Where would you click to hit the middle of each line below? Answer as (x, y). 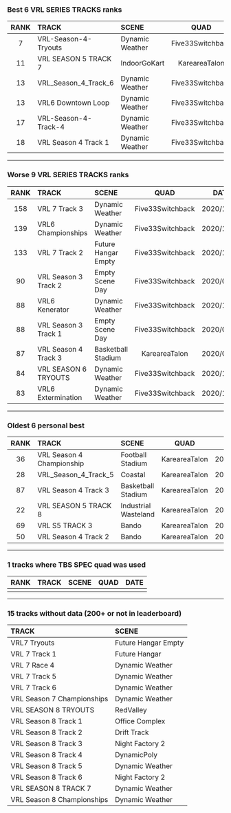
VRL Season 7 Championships (59, 699)
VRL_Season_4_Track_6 (76, 83)
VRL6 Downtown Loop (74, 103)
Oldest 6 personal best (46, 425)
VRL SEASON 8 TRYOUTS (53, 710)
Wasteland (138, 514)
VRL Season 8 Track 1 (46, 721)
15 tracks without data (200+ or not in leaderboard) (95, 614)
